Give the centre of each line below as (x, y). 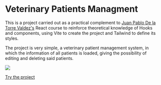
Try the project (20, 77)
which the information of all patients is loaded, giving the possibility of (76, 53)
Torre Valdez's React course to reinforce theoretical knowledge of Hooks (79, 28)
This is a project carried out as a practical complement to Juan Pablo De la (80, 23)
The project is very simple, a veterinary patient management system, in (77, 48)
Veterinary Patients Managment (72, 9)
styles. (12, 38)
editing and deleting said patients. (39, 58)
